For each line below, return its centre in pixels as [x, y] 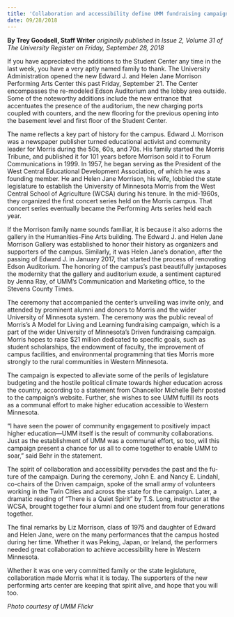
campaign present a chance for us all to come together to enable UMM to [112, 448]
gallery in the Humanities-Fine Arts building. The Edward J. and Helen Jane [115, 237]
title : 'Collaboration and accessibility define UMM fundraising [104, 14]
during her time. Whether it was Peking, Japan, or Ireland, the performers [112, 542]
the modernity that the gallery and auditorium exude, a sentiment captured [114, 274]
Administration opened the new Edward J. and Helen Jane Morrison [104, 76]
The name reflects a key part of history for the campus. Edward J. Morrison [116, 134]
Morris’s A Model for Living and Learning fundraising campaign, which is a [114, 324]
